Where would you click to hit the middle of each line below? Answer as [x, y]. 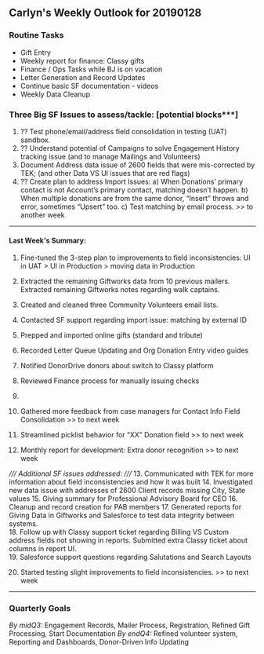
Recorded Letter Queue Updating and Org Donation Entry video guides [134, 351]
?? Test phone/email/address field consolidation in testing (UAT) [123, 131]
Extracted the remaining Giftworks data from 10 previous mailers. [125, 281]
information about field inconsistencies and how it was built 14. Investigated [131, 482]
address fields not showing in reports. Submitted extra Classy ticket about [128, 540]
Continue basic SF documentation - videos [89, 86]
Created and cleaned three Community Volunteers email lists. [119, 305]
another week [42, 214]
